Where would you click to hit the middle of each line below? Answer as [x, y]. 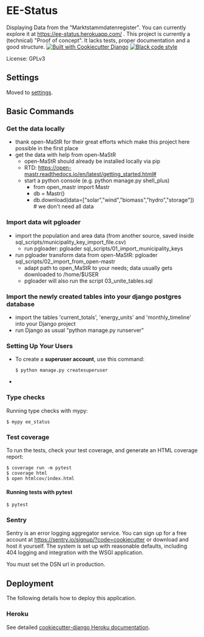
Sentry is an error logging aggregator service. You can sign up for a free [97, 533]
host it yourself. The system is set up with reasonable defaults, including [97, 546]
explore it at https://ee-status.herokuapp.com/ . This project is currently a [98, 33]
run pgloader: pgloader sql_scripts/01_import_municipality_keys [104, 248]
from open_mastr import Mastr [72, 187]
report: [15, 456]
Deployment [30, 583]
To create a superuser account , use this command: [80, 359]
